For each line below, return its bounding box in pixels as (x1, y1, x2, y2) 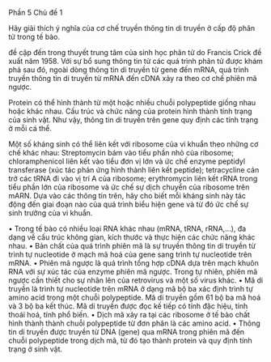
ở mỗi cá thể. (8, 124, 53, 133)
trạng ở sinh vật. (8, 344, 63, 354)
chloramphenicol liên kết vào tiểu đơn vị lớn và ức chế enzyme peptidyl (8, 156, 245, 166)
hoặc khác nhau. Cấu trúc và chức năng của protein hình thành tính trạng (8, 106, 252, 116)
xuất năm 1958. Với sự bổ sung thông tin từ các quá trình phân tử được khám (8, 57, 263, 66)
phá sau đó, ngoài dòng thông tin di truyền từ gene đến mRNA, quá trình (8, 65, 249, 75)
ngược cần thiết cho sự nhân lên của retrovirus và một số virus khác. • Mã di (8, 275, 264, 285)
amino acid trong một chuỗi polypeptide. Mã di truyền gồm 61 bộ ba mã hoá (8, 292, 261, 302)
